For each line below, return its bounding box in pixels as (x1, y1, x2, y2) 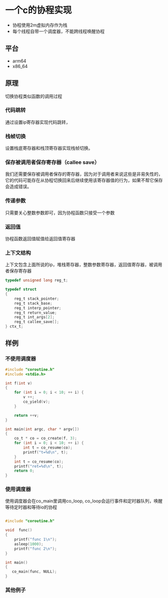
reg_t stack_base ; (14, 301, 52, 306)
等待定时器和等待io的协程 (5, 504, 57, 510)
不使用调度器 (5, 355, 36, 362)
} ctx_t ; (5, 324, 23, 329)
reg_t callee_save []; (14, 319, 59, 325)
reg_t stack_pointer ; (14, 296, 59, 301)
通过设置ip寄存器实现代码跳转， (5, 119, 70, 125)
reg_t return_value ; (14, 310, 57, 315)
